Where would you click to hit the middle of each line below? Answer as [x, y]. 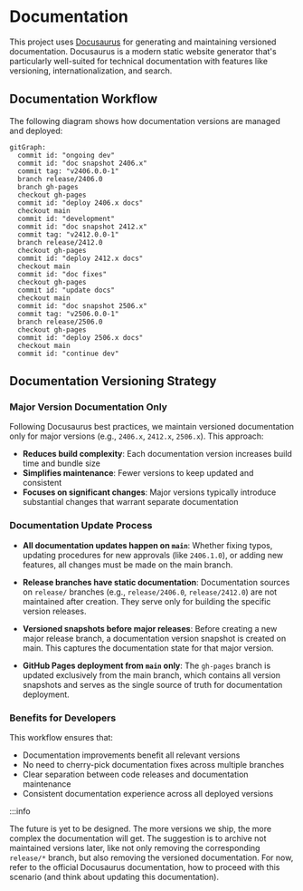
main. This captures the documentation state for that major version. [148, 648]
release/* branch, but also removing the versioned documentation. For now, [151, 857]
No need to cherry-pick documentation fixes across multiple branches [153, 765]
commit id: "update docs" [66, 290]
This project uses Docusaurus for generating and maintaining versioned [143, 42]
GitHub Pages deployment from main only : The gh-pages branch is [147, 665]
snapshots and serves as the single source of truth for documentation [152, 684]
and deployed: [36, 131]
